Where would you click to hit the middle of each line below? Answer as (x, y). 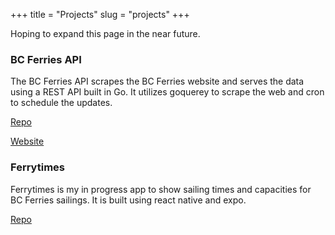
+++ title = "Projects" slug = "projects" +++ (100, 14)
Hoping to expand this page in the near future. (105, 33)
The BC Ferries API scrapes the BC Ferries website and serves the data (157, 81)
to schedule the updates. (61, 103)
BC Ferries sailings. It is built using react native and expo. (128, 200)
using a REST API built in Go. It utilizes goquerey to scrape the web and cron (167, 92)
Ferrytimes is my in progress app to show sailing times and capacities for (161, 189)
